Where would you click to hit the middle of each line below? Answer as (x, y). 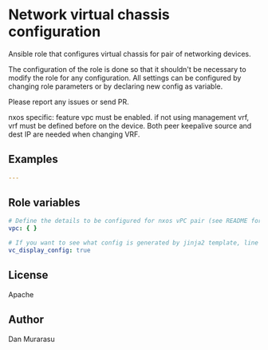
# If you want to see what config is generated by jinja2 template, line (134, 243)
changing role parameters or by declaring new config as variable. (116, 86)
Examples (33, 159)
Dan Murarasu (32, 339)
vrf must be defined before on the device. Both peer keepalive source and (130, 125)
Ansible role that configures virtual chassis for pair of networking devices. (130, 54)
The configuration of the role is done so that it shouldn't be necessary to (127, 69)
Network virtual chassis (89, 15)
